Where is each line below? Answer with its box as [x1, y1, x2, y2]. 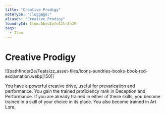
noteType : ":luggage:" [5, 12, 52, 17]
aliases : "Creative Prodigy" [5, 16, 65, 21]
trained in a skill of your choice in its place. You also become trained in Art [5, 99, 157, 105]
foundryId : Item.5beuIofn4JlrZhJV [5, 21, 77, 26]
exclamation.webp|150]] [5, 73, 55, 79]
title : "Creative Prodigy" [5, 7, 61, 12]
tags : [5, 26, 16, 31]
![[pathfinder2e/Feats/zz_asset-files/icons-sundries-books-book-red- [5, 68, 148, 74]
